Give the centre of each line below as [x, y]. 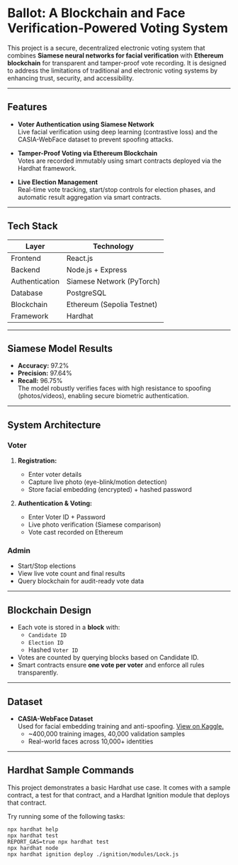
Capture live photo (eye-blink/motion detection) [98, 482]
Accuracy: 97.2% [43, 366]
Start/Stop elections [47, 566]
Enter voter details [55, 475]
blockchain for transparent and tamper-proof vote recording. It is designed [117, 63]
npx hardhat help [33, 829]
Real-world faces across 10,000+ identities [91, 741]
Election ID [46, 643]
